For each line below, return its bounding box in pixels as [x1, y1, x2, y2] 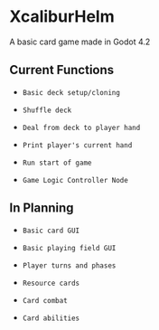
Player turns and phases [22, 260, 117, 270]
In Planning [9, 201, 74, 216]
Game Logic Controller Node [22, 175, 128, 184]
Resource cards [22, 278, 80, 288]
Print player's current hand [22, 140, 133, 150]
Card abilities [22, 314, 80, 323]
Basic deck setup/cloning [22, 88, 120, 97]
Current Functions [9, 62, 115, 78]
